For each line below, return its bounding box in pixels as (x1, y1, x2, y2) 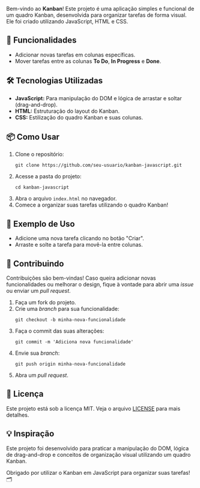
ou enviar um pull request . (6, 288, 71, 295)
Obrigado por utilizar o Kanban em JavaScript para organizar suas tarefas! (6, 469, 190, 476)
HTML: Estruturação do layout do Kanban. (14, 107, 120, 115)
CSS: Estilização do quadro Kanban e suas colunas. (14, 113, 144, 121)
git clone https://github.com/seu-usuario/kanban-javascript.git (14, 162, 182, 169)
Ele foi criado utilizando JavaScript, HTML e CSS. (6, 18, 129, 25)
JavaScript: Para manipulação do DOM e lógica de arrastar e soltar (14, 94, 182, 101)
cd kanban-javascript (14, 184, 69, 191)
